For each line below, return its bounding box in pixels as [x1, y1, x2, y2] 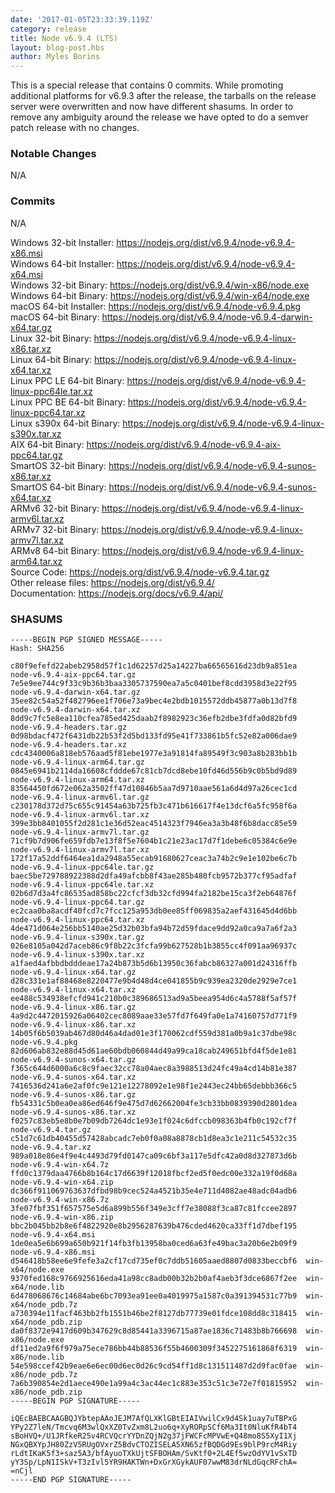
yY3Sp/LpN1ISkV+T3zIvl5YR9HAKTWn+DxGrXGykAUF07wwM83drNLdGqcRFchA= [10, 1457, 298, 1468]
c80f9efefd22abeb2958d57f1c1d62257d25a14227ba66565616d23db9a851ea [10, 661, 298, 671]
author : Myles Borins [10, 52, 101, 62]
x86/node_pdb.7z [10, 1370, 78, 1380]
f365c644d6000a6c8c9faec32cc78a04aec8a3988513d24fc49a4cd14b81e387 [10, 1064, 298, 1074]
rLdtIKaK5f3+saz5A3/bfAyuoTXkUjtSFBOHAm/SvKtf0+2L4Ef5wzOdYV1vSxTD [10, 1449, 298, 1459]
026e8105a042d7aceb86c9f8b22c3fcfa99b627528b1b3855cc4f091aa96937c [10, 941, 298, 951]
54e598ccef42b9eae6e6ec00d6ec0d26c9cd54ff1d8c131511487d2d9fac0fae [10, 1361, 298, 1371]
